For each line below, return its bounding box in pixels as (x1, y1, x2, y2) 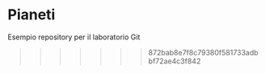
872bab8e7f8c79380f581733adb (148, 47, 259, 57)
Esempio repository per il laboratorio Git (7, 32, 141, 42)
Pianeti (7, 6, 56, 24)
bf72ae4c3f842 (148, 56, 201, 66)
